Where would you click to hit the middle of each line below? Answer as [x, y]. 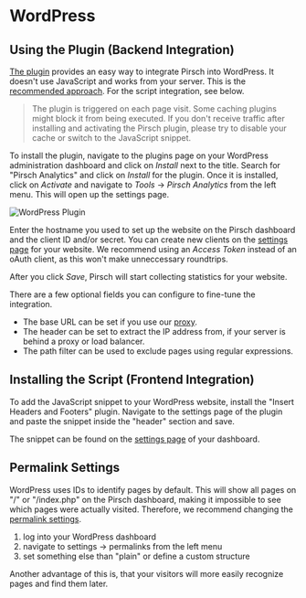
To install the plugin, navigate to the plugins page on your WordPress [139, 155]
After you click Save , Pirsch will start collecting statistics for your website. [148, 277]
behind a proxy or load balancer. [84, 341]
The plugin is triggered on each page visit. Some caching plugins [154, 109]
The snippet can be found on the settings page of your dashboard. [135, 439]
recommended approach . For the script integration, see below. [127, 91]
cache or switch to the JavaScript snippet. [111, 138]
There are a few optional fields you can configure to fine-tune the [132, 294]
